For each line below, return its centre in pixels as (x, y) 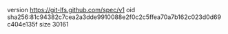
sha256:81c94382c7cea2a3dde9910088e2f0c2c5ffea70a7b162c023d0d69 (114, 17)
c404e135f (22, 24)
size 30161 (54, 24)
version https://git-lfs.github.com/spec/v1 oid (71, 10)
